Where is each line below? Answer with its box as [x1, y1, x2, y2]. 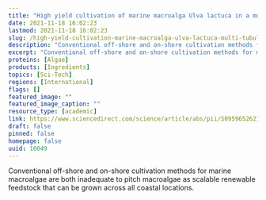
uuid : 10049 [8, 144, 47, 152]
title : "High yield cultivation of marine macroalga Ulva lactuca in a [8, 11, 249, 20]
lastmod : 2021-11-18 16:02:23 [8, 26, 108, 34]
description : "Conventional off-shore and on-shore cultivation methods [8, 41, 253, 49]
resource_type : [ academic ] [8, 108, 97, 116]
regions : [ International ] [8, 78, 93, 86]
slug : [8, 33, 26, 42]
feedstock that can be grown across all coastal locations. [8, 183, 195, 193]
